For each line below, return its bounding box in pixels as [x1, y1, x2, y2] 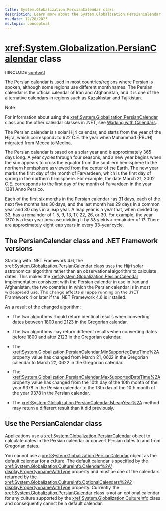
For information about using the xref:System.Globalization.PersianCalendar [5, 114, 158, 120]
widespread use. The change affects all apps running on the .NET [5, 289, 139, 295]
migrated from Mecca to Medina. [5, 140, 72, 146]
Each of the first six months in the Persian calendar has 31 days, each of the [5, 196, 160, 202]
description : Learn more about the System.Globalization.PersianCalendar [5, 12, 161, 17]
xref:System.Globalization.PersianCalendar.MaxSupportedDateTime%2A [12, 374, 161, 380]
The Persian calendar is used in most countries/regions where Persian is [5, 79, 153, 85]
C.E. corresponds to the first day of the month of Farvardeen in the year [5, 181, 152, 187]
